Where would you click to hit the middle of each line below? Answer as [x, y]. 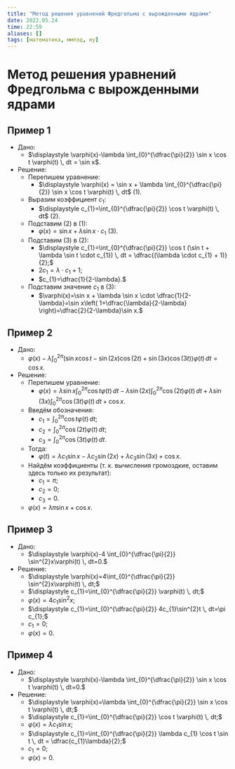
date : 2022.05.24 [33, 20]
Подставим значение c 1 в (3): [72, 287]
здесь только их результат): [70, 473]
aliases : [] [25, 33]
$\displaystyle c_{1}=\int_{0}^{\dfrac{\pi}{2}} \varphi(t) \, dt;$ [116, 591]
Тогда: [38, 448]
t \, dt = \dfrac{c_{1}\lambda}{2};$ [77, 741]
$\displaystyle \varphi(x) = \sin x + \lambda [101, 185]
